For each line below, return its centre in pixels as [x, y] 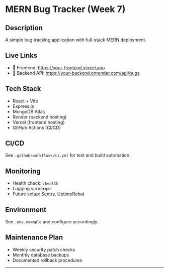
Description [24, 28]
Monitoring [23, 171]
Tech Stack [23, 89]
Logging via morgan [32, 189]
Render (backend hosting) [39, 117]
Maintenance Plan [34, 238]
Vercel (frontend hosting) [38, 122]
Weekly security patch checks [44, 249]
